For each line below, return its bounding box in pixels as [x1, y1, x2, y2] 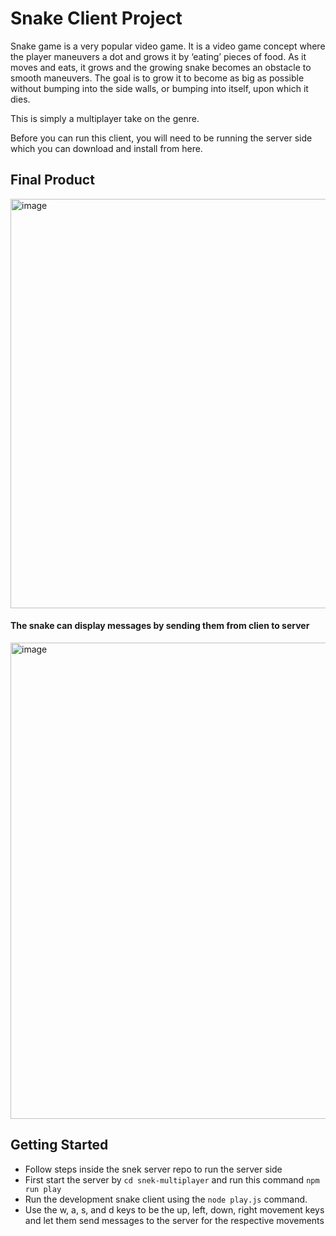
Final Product [10, 172, 95, 189]
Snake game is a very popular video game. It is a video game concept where [10, 40, 326, 52]
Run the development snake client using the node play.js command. [24, 1193, 308, 1205]
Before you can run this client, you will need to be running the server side [10, 132, 313, 144]
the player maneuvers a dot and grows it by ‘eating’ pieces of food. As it [10, 50, 307, 62]
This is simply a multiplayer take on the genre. [10, 112, 200, 124]
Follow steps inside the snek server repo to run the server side [24, 1163, 283, 1175]
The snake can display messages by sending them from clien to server [10, 620, 310, 632]
